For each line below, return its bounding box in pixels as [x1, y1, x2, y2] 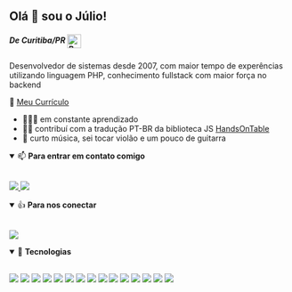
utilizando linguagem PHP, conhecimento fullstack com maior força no [9, 70, 267, 81]
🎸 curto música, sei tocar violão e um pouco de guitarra [21, 133, 227, 143]
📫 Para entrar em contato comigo [17, 150, 145, 161]
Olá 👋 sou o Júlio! [9, 9, 108, 24]
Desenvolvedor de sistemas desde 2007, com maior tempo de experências [9, 61, 283, 71]
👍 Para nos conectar [17, 199, 97, 210]
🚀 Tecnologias [17, 247, 72, 257]
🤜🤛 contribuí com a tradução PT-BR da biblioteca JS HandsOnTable [21, 124, 270, 134]
